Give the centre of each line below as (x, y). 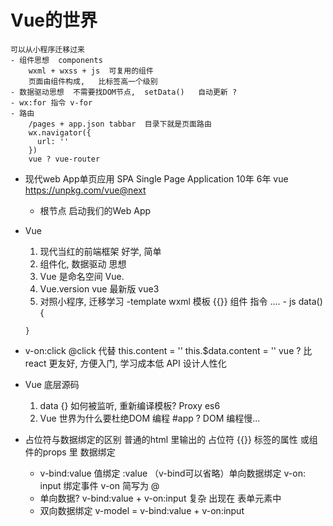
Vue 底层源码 (52, 384)
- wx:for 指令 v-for (51, 102)
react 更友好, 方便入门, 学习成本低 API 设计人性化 (125, 363)
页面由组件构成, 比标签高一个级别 (93, 81)
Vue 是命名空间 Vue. (82, 276)
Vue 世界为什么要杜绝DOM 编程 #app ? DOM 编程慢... (150, 418)
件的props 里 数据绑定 (70, 452)
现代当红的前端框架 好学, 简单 (100, 251)
